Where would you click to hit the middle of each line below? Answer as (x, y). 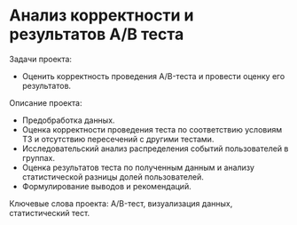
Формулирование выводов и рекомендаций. (107, 186)
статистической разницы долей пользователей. (113, 177)
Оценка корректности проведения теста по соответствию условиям (152, 129)
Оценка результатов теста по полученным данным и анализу (138, 167)
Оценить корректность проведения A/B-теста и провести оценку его (153, 76)
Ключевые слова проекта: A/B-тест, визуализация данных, (121, 203)
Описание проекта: (46, 102)
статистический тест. (50, 213)
